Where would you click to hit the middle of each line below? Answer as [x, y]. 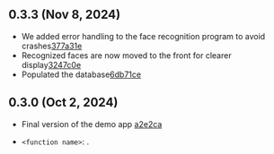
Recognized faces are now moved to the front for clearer [126, 55]
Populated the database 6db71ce [81, 74]
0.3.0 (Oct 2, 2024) [63, 103]
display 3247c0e [51, 64]
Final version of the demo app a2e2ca [92, 124]
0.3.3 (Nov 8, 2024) [65, 15]
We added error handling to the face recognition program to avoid [143, 36]
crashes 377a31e [52, 46]
